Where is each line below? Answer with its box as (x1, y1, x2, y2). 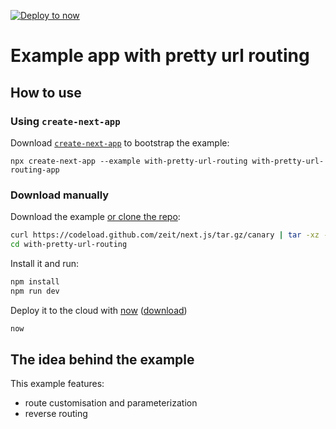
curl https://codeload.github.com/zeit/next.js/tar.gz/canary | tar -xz (10, 230, 320, 240)
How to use (10, 84, 82, 101)
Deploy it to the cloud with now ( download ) (10, 304, 188, 316)
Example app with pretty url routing (10, 45, 310, 67)
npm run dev (10, 286, 60, 296)
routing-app (10, 165, 60, 175)
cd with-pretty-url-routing (10, 240, 128, 250)
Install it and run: (10, 257, 80, 269)
